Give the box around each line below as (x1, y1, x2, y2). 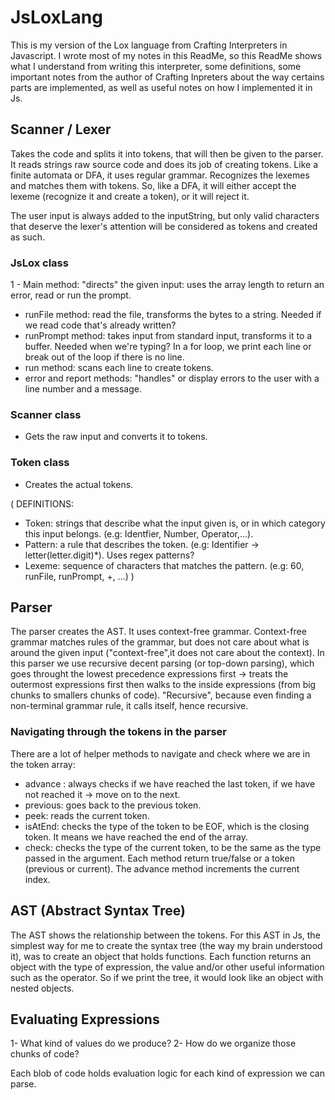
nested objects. (10, 982, 75, 994)
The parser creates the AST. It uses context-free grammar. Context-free (10, 626, 307, 638)
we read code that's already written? (24, 319, 177, 331)
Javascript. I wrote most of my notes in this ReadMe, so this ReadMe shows (10, 49, 323, 61)
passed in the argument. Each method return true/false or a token (24, 852, 295, 864)
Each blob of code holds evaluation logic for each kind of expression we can (10, 1067, 325, 1080)
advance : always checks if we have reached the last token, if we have (24, 777, 316, 790)
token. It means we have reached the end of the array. (24, 831, 248, 843)
